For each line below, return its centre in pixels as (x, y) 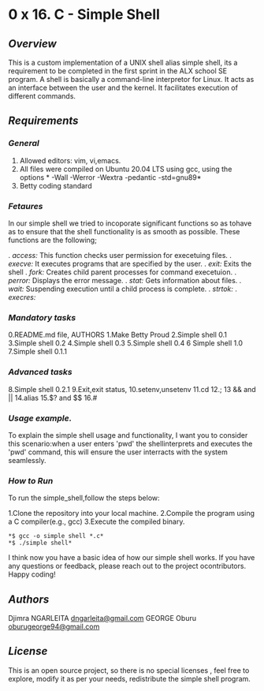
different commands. (42, 96)
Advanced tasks (40, 372)
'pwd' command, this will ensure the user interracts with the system (118, 452)
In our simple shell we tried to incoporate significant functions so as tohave (130, 223)
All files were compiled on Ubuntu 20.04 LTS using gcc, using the (126, 169)
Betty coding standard (56, 185)
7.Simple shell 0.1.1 (37, 352)
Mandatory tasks (42, 317)
